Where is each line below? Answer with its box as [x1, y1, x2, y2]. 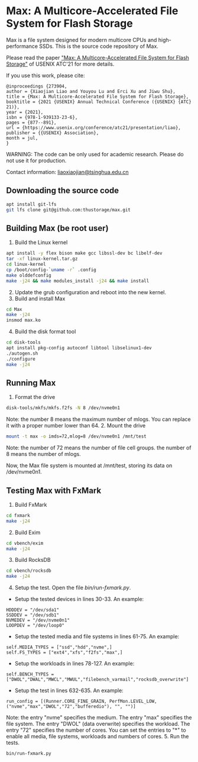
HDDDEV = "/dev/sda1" [6, 607, 60, 613]
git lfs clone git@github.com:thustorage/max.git [6, 207, 131, 213]
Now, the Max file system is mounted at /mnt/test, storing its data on [6, 462, 173, 469]
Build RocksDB [14, 557, 51, 564]
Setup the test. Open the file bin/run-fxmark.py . [14, 584, 131, 591]
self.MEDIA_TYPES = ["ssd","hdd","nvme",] [6, 644, 112, 651]
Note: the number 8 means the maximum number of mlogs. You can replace [6, 416, 191, 423]
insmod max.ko [6, 317, 41, 323]
